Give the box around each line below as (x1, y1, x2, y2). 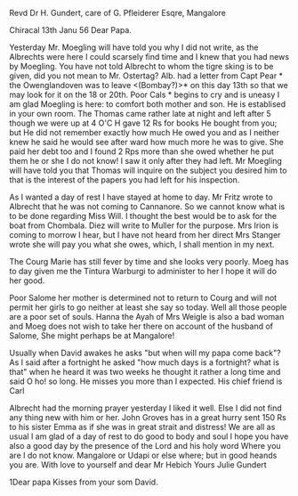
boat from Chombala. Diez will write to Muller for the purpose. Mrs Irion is (9, 220, 278, 231)
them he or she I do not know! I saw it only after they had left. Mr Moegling (9, 156, 283, 166)
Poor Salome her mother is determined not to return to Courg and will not (9, 293, 278, 303)
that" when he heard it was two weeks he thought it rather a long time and (9, 367, 281, 377)
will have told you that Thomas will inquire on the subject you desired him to (9, 165, 287, 175)
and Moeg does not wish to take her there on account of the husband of (9, 321, 274, 331)
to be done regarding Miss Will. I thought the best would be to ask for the (9, 211, 278, 221)
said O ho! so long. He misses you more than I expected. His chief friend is (9, 376, 283, 386)
